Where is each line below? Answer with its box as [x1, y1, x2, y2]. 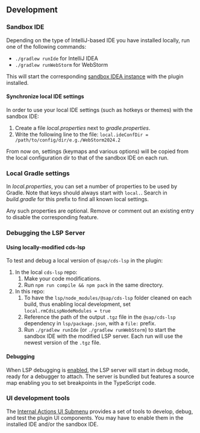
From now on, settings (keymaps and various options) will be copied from [6, 148, 189, 155]
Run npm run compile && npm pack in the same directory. [23, 281, 164, 288]
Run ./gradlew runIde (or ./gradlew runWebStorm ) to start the [23, 326, 176, 334]
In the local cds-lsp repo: [14, 269, 78, 276]
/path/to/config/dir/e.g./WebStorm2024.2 [14, 137, 120, 143]
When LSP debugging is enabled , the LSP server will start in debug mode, [6, 366, 190, 373]
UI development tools [6, 394, 70, 402]
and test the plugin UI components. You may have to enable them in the [6, 414, 184, 421]
